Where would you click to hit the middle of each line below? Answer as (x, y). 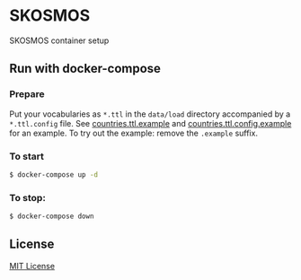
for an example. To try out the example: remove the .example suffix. (134, 133)
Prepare (27, 94)
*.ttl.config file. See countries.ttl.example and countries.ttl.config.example (150, 123)
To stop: (28, 197)
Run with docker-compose (85, 69)
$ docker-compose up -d (54, 175)
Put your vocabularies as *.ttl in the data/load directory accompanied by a (150, 114)
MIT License (32, 266)
